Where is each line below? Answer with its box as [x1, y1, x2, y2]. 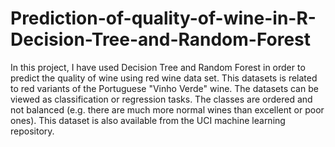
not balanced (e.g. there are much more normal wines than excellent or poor [10, 103, 325, 116]
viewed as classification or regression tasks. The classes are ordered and [10, 93, 313, 105]
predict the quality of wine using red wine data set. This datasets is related [10, 72, 318, 84]
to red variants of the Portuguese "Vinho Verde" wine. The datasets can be [10, 82, 319, 94]
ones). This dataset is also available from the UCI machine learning [10, 114, 286, 126]
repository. [10, 125, 55, 137]
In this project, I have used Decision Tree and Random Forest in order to [10, 61, 306, 73]
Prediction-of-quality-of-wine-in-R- [10, 7, 317, 30]
